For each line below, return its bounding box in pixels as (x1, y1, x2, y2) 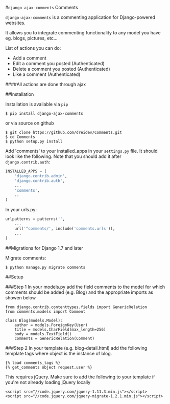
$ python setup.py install (5, 139, 63, 144)
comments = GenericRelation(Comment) (14, 336, 95, 341)
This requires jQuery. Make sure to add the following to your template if (5, 374, 155, 380)
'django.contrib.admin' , (14, 173, 67, 178)
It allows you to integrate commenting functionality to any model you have (5, 30, 161, 35)
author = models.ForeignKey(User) (14, 322, 88, 328)
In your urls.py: (5, 207, 37, 213)
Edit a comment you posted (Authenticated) (12, 60, 105, 66)
